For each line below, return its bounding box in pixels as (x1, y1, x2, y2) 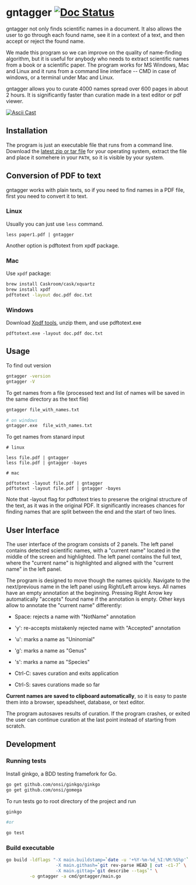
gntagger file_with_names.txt (6, 407, 80, 412)
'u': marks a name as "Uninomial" (14, 636, 95, 643)
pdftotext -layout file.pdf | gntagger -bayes (6, 485, 121, 491)
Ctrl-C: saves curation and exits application (14, 670, 118, 677)
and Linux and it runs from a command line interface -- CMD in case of (6, 67, 177, 74)
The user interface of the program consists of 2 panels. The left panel (6, 541, 174, 548)
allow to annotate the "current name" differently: (6, 602, 123, 609)
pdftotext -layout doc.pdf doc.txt (6, 292, 93, 298)
